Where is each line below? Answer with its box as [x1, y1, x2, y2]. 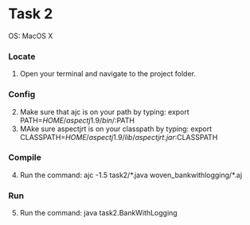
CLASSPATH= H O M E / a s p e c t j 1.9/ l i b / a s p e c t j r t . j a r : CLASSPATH [19, 132, 218, 142]
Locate [8, 51, 36, 62]
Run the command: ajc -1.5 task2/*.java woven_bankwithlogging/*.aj [19, 170, 243, 180]
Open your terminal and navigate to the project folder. [19, 69, 197, 79]
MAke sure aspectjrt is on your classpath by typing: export [19, 124, 213, 134]
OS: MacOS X [8, 31, 53, 41]
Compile [8, 152, 41, 163]
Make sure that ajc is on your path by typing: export [19, 107, 189, 116]
